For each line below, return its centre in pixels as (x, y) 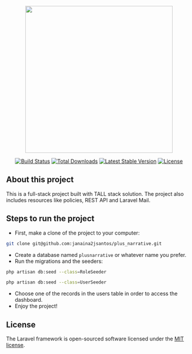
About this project (40, 180)
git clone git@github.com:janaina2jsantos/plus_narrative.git (84, 243)
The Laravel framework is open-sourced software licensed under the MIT (95, 339)
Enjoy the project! (36, 306)
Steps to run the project (50, 218)
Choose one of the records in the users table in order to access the (96, 293)
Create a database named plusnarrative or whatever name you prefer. (100, 255)
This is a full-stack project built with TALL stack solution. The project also (95, 193)
